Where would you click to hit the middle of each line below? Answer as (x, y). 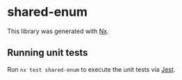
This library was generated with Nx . (58, 31)
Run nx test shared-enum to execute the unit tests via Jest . (91, 69)
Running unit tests (48, 53)
